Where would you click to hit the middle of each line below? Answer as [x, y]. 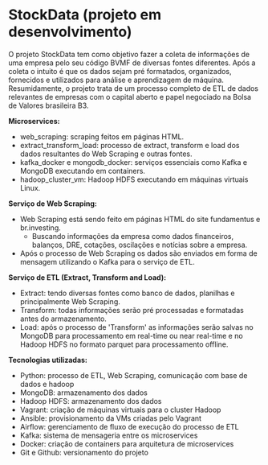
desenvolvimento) [70, 32]
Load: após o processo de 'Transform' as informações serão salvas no [137, 327]
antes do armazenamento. [63, 319]
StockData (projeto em [85, 15]
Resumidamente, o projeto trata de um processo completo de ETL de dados [134, 88]
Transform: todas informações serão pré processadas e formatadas [132, 310]
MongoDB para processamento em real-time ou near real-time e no [131, 335]
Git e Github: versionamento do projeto [84, 452]
